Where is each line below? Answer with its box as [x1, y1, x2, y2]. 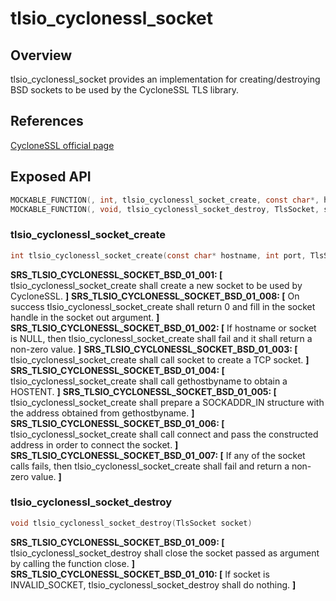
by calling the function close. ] [10, 557, 135, 569]
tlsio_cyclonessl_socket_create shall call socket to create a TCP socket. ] [10, 353, 310, 366]
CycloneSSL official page [10, 139, 115, 151]
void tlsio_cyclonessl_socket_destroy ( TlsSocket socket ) [10, 518, 253, 528]
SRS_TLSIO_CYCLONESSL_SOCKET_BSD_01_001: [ [10, 268, 223, 281]
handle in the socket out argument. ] [10, 311, 160, 323]
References [10, 113, 84, 130]
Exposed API [10, 168, 92, 186]
